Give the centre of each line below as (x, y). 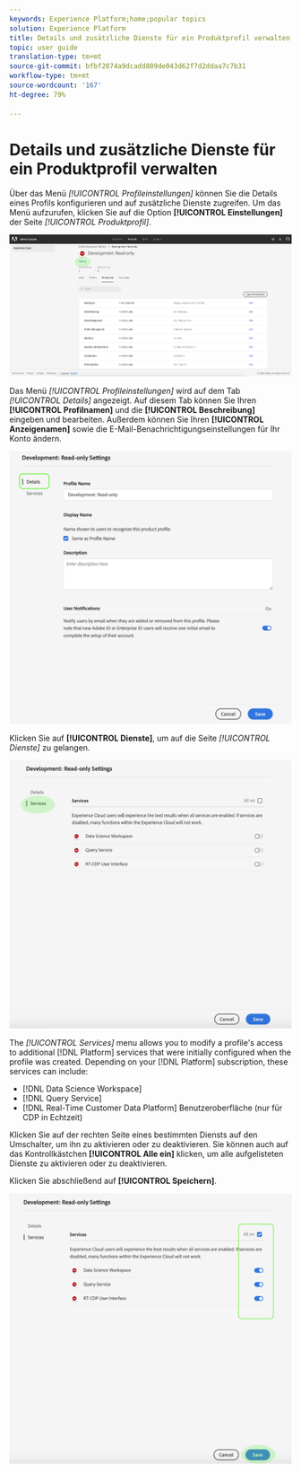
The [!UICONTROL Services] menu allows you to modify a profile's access (146, 1042)
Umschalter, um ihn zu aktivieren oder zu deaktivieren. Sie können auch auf (149, 1144)
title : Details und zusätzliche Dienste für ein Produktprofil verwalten (150, 38)
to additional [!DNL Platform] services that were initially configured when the (150, 1052)
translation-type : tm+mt (56, 57)
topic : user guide (43, 48)
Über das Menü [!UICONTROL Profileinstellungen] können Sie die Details (143, 194)
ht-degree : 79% (38, 94)
